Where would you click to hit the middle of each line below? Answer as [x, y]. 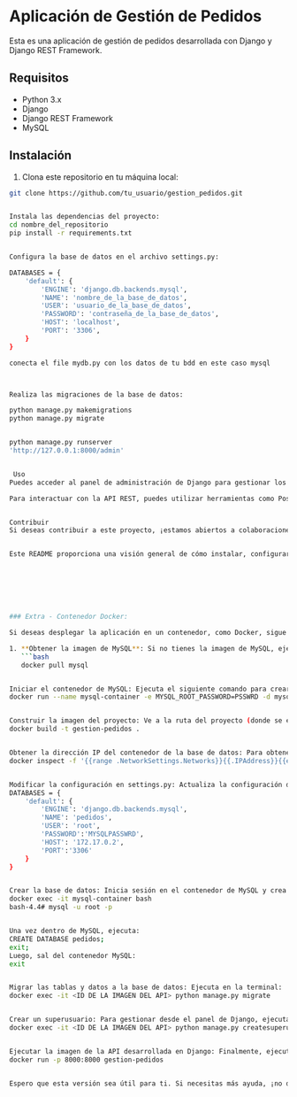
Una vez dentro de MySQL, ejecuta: [75, 931]
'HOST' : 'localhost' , [81, 322]
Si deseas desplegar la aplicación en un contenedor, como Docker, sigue [148, 633]
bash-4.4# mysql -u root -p [61, 908]
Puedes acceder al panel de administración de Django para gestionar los [148, 483]
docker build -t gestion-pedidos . [75, 729]
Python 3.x [42, 99]
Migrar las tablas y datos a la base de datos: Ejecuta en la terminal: [146, 988]
